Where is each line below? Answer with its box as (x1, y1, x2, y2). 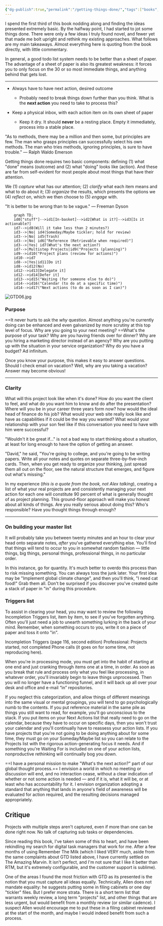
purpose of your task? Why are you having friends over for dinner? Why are (5, 332, 156, 338)
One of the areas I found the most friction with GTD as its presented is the (5, 873, 153, 880)
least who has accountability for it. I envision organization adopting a (5, 781, 143, 787)
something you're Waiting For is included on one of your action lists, (5, 746, 141, 752)
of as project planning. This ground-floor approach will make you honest (5, 497, 150, 502)
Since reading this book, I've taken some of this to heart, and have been (5, 838, 149, 844)
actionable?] (5, 221, 32, 226)
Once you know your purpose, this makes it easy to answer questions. (5, 357, 146, 363)
